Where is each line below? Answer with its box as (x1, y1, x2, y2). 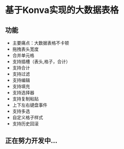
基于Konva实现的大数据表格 (5, 4, 119, 16)
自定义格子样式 (12, 115, 43, 120)
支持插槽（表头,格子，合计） (12, 59, 70, 65)
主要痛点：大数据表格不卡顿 (12, 40, 69, 46)
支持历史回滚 (12, 121, 39, 127)
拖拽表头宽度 (12, 46, 39, 52)
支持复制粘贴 (12, 96, 39, 102)
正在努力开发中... (5, 137, 58, 145)
